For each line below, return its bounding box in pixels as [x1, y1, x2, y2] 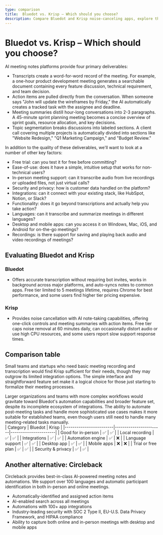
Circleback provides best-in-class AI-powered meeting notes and [5, 473, 136, 479]
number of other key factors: [5, 150, 63, 156]
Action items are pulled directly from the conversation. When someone [12, 94, 154, 100]
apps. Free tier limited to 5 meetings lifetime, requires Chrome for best [12, 287, 153, 293]
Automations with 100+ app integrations [12, 503, 92, 509]
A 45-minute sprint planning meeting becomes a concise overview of [12, 115, 151, 120]
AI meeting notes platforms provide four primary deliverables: [5, 64, 128, 70]
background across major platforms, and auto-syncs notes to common [12, 282, 154, 287]
